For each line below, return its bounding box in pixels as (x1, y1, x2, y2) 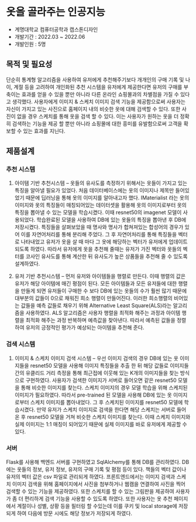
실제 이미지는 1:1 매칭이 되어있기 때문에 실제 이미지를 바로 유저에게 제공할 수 (14, 421, 187, 428)
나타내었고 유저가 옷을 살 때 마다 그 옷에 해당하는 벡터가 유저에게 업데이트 (20, 238, 188, 245)
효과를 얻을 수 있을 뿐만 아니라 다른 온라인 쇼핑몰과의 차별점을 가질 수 (21, 90, 180, 97)
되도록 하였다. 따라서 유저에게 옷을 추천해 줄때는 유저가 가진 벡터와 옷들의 (14, 246, 182, 253)
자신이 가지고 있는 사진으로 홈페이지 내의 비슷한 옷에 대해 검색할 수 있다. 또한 (6, 105, 181, 112)
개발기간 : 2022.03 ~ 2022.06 (14, 33, 85, 40)
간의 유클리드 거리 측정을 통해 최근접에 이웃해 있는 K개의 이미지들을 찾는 (14, 369, 179, 376)
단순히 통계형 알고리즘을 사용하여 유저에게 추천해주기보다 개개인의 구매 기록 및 (6, 76, 184, 83)
